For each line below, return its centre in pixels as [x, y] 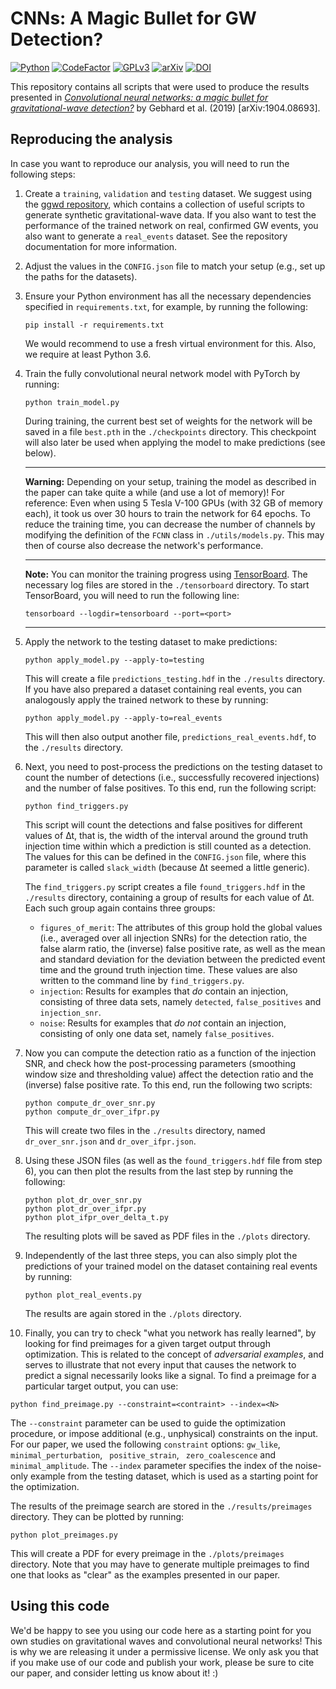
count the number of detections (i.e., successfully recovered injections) [172, 777]
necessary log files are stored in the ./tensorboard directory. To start [167, 584]
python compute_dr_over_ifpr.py [92, 1112]
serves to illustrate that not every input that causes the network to [160, 1364]
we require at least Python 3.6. [88, 354]
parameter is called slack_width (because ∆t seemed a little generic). [167, 867]
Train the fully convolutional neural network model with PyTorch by [162, 373]
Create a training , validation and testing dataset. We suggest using [168, 193]
